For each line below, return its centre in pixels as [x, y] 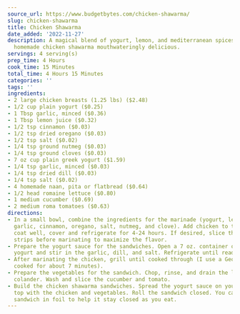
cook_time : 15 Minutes [41, 67]
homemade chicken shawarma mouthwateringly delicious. [97, 47]
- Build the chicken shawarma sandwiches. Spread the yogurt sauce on [115, 286]
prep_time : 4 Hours [36, 61]
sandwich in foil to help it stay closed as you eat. [95, 299]
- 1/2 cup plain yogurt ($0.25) [55, 107]
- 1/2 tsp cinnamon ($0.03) [49, 127]
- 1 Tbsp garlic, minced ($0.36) [57, 113]
